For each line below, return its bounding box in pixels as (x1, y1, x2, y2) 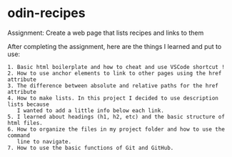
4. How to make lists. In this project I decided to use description (7, 94, 219, 102)
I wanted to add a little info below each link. (16, 107, 164, 114)
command (7, 131, 31, 139)
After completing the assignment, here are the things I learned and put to (7, 42, 222, 50)
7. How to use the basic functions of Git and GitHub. (7, 144, 174, 151)
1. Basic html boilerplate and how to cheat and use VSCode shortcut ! (7, 63, 225, 70)
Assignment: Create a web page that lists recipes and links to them (7, 28, 204, 37)
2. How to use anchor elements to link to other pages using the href (7, 70, 222, 77)
